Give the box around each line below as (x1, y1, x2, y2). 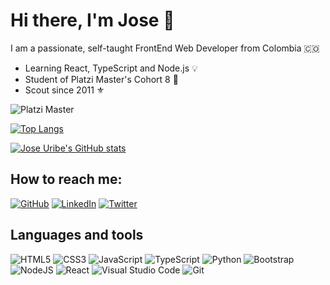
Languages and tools (10, 227, 144, 244)
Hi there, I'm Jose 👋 (10, 9, 175, 32)
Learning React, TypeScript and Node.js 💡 (24, 62, 198, 74)
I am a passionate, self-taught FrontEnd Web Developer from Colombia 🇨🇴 (10, 42, 320, 54)
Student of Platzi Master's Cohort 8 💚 (24, 73, 179, 85)
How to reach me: (10, 171, 123, 188)
